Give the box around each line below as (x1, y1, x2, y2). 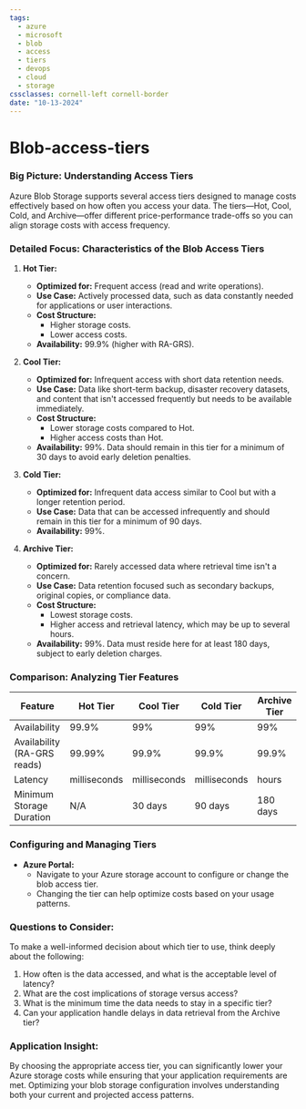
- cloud (17, 73, 47, 82)
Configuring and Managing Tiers (9, 838, 157, 851)
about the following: (9, 951, 85, 962)
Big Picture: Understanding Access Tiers (9, 169, 194, 182)
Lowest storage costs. (49, 610, 134, 621)
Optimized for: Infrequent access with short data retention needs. (36, 375, 284, 385)
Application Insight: (9, 1040, 98, 1053)
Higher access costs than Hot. (49, 432, 164, 443)
